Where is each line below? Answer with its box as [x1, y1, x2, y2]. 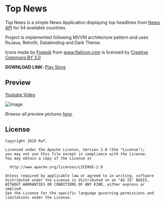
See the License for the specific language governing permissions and [5, 191, 154, 196]
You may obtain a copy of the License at [5, 156, 92, 161]
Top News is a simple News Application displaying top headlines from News [5, 19, 160, 25]
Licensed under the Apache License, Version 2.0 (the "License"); [5, 147, 145, 152]
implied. [5, 186, 23, 191]
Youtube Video [5, 91, 36, 97]
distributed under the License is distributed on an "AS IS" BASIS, [5, 177, 150, 183]
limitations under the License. [5, 195, 72, 200]
